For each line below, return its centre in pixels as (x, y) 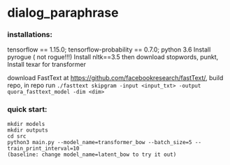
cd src (17, 136)
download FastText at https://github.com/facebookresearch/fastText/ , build (115, 78)
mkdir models (26, 124)
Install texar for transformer (46, 65)
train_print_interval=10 (43, 148)
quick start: (27, 109)
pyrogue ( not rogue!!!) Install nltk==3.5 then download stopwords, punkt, (113, 57)
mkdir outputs (28, 130)
